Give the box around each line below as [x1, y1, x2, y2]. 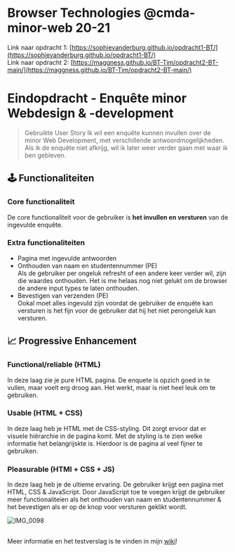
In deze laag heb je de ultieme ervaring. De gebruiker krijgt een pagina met [7, 480, 224, 489]
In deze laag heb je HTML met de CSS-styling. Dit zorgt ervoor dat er [7, 424, 207, 432]
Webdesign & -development [7, 106, 174, 121]
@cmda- [143, 5, 196, 21]
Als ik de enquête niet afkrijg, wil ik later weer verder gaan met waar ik [24, 143, 228, 152]
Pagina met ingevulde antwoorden [17, 253, 117, 262]
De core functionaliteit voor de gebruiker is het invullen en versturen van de [7, 213, 229, 221]
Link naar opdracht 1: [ [7, 43, 72, 51]
